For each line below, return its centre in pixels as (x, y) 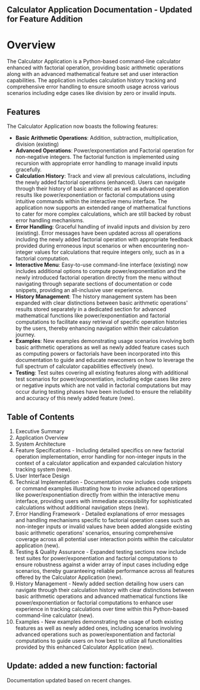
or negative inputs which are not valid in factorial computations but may (103, 385)
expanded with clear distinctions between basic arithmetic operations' (101, 303)
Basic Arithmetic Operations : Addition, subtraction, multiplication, (97, 138)
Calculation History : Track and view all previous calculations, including (103, 176)
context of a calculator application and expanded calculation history (99, 463)
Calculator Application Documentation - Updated (99, 10)
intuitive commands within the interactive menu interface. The (91, 201)
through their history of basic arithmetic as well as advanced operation (102, 189)
